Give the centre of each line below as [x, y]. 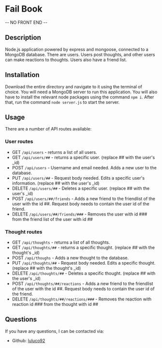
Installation [22, 75]
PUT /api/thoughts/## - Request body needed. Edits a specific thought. [84, 263]
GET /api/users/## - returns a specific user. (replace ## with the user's [83, 157]
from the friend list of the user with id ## [52, 219]
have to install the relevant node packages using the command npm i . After [80, 97]
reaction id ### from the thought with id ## [55, 304]
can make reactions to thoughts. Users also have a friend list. [66, 60]
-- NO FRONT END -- [26, 22]
